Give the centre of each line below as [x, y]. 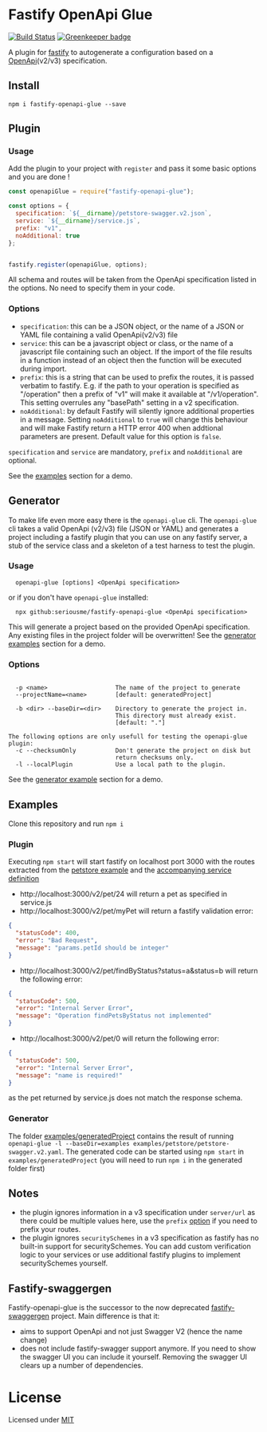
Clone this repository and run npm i [66, 824]
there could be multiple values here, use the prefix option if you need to [138, 1221]
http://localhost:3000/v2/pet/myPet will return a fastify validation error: [136, 911]
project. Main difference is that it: [106, 1316]
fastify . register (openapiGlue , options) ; [78, 265]
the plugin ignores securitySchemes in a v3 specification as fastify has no [139, 1238]
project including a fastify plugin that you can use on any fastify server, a [128, 537]
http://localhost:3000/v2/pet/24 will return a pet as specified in [124, 894]
